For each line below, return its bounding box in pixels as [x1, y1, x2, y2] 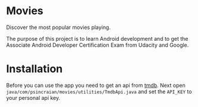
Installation [6, 62, 63, 76]
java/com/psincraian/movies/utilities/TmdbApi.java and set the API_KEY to [6, 87, 192, 95]
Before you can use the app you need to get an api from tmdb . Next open [6, 82, 186, 89]
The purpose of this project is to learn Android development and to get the [6, 35, 188, 42]
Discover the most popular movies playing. [6, 24, 111, 31]
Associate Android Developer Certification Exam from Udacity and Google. [6, 41, 189, 48]
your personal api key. [6, 94, 61, 101]
